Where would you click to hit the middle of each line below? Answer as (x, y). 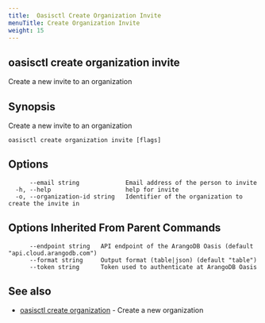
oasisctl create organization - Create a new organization (111, 310)
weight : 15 (26, 30)
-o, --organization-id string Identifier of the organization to (129, 196)
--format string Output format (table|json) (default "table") (143, 260)
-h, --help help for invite (97, 190)
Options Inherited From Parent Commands (115, 228)
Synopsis (32, 107)
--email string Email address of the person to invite (143, 183)
